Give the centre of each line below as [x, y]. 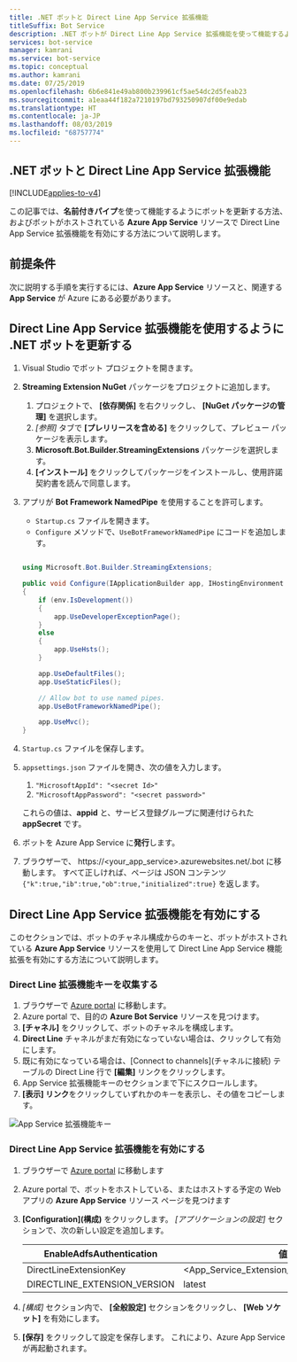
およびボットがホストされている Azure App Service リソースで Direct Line [145, 222]
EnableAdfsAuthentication [101, 1253]
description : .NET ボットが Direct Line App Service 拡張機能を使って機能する [147, 34]
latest [194, 1284]
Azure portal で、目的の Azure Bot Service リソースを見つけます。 [143, 1016]
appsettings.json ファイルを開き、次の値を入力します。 [124, 767]
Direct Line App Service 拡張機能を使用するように [147, 328]
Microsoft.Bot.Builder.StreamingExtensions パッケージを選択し [153, 450]
